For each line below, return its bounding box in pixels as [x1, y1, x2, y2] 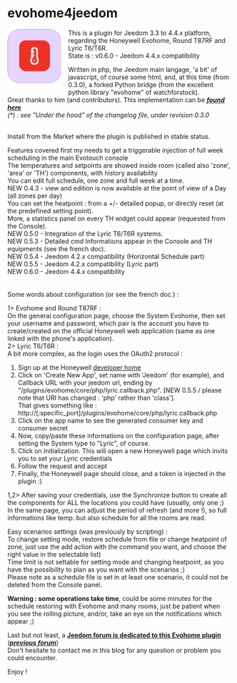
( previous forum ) [7, 638, 59, 647]
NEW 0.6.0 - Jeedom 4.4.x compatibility [7, 267, 125, 275]
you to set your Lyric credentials [17, 454, 113, 462]
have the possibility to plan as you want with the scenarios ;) [7, 565, 186, 574]
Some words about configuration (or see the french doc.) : [7, 290, 179, 298]
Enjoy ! [7, 667, 28, 676]
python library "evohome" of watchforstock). [68, 88, 200, 96]
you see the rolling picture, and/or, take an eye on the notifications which [7, 609, 222, 618]
